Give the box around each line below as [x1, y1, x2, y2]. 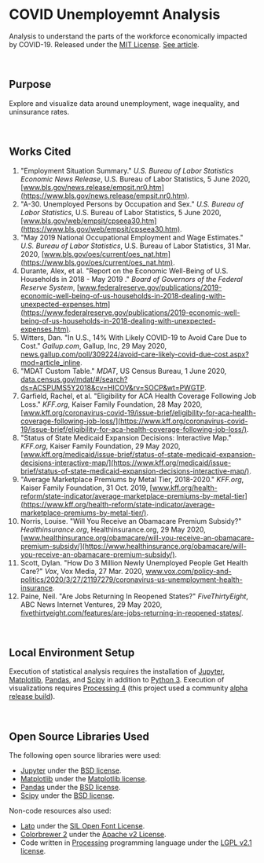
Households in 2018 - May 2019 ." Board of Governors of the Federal [20, 274, 243, 283]
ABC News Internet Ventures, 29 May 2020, [20, 599, 163, 609]
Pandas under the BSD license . [20, 783, 121, 792]
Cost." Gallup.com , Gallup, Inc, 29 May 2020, [20, 341, 167, 350]
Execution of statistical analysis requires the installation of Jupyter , [9, 667, 225, 676]
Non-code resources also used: [9, 806, 112, 816]
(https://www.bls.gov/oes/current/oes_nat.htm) [20, 258, 174, 267]
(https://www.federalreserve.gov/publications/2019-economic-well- [20, 308, 240, 317]
